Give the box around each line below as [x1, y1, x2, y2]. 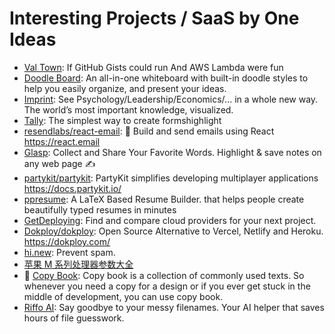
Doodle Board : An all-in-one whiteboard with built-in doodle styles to [23, 72, 309, 84]
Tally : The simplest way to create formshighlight [23, 114, 222, 126]
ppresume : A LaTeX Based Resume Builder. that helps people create [23, 193, 305, 205]
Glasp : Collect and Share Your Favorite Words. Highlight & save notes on [23, 146, 322, 158]
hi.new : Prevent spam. [23, 246, 116, 258]
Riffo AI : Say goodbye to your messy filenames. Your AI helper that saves [23, 301, 325, 313]
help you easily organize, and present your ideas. [23, 82, 227, 94]
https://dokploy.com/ [23, 235, 111, 247]
